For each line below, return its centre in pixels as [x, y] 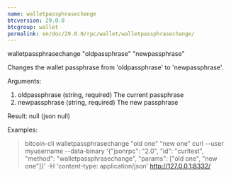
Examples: [22, 130]
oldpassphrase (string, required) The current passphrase [101, 95]
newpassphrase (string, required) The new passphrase [98, 103]
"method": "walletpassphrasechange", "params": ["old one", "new [121, 159]
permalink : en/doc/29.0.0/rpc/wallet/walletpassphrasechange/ [101, 34]
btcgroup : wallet [33, 27]
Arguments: [24, 81]
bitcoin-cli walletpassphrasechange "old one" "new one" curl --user [124, 144]
